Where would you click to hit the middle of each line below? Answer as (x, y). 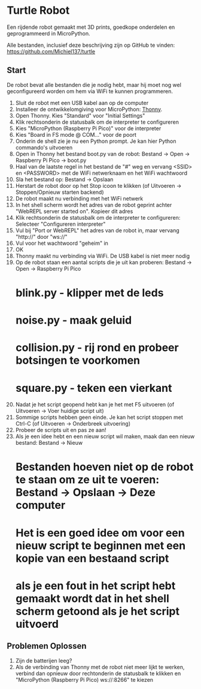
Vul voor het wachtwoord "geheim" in (62, 243)
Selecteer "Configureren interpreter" (60, 224)
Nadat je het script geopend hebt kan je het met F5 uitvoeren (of (95, 405)
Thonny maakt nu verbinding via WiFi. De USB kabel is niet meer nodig (103, 256)
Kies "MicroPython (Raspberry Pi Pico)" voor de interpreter (88, 128)
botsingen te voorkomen (78, 360)
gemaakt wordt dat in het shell (92, 598)
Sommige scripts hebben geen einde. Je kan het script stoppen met (99, 417)
